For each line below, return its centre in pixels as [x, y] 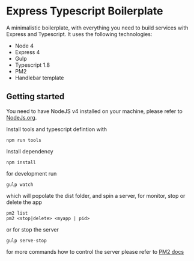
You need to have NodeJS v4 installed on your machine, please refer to [95, 111]
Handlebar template [39, 78]
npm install [21, 162]
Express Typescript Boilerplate [85, 11]
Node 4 [24, 46]
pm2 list [17, 213]
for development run [32, 173]
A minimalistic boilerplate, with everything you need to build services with [97, 28]
